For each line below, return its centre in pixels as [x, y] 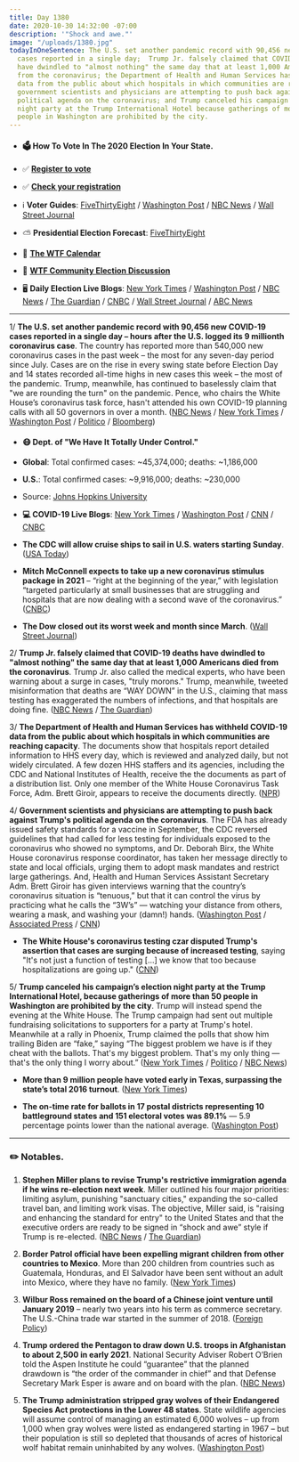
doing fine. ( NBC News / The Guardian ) [81, 710]
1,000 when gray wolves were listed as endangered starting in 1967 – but [155, 1428]
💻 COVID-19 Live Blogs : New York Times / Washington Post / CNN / [148, 514]
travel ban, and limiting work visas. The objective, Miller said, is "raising [153, 1208]
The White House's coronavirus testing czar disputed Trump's [140, 941]
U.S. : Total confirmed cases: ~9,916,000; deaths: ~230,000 [131, 479]
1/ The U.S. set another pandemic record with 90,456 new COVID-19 [138, 327]
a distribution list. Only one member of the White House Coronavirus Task [144, 784]
